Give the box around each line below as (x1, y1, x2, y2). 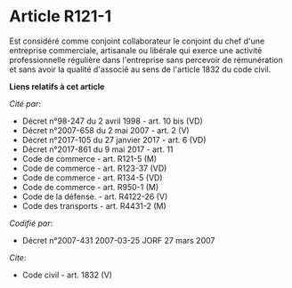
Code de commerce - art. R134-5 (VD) (21, 172, 163, 183)
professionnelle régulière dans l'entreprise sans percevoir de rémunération (9, 54, 283, 65)
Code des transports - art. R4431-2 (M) (21, 200, 166, 211)
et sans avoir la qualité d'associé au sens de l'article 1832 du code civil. (9, 64, 272, 75)
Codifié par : (9, 218, 53, 228)
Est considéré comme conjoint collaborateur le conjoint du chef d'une (9, 36, 265, 46)
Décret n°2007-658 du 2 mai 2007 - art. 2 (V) (21, 124, 190, 135)
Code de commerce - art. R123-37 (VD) (21, 163, 167, 173)
